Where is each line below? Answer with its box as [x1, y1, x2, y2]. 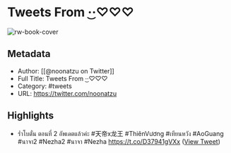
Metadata [7, 48, 51, 60]
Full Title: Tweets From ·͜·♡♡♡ [17, 74, 108, 82]
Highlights [7, 110, 54, 122]
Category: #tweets [17, 82, 72, 90]
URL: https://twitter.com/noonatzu [17, 89, 117, 97]
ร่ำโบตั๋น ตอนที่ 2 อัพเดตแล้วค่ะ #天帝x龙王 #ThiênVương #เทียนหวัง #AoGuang [17, 129, 224, 137]
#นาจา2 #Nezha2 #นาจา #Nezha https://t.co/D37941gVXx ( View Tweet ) [17, 137, 221, 145]
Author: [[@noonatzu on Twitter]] [17, 66, 114, 75]
